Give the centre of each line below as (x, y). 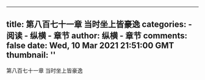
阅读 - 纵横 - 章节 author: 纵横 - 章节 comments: (97, 36)
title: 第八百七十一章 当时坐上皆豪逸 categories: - (99, 25)
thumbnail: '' (31, 55)
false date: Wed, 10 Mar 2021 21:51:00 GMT (90, 46)
